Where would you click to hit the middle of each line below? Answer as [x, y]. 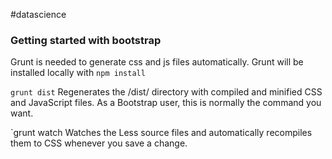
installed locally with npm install [78, 73]
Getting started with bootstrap [86, 40]
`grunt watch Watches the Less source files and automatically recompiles [161, 133]
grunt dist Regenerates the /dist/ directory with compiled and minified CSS [166, 92]
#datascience [38, 14]
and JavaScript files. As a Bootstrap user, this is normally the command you [166, 103]
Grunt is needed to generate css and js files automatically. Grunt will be [157, 62]
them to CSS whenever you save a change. [99, 143]
